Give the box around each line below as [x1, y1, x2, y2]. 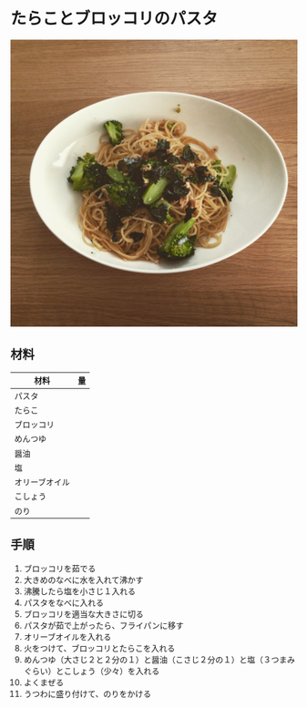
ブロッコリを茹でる [23, 562, 97, 574]
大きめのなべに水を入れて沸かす [23, 574, 144, 585]
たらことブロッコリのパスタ [10, 8, 219, 29]
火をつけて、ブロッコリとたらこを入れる [23, 642, 176, 653]
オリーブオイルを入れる [23, 631, 112, 642]
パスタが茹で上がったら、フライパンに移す [23, 620, 185, 631]
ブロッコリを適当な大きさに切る [23, 608, 144, 620]
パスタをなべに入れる [23, 597, 104, 608]
